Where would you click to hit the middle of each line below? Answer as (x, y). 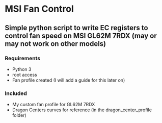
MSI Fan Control (39, 9)
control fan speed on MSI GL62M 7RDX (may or (81, 35)
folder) (19, 115)
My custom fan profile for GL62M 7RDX (53, 105)
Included (16, 93)
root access (24, 75)
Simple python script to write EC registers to (76, 28)
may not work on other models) (56, 44)
